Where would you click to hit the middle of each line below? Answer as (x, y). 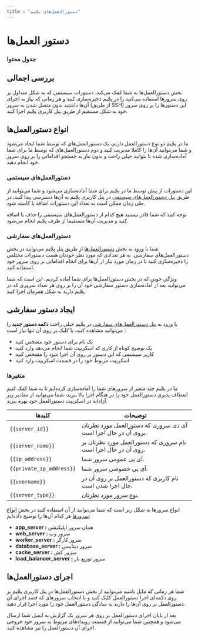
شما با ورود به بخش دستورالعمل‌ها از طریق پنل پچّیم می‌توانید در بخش (83, 248)
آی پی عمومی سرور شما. (113, 459)
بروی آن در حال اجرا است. (115, 433)
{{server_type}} (32, 495)
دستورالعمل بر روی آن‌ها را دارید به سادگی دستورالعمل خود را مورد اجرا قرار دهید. (96, 603)
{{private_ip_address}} (43, 469)
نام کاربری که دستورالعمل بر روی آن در (130, 478)
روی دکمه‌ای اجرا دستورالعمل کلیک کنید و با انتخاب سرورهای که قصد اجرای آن (92, 597)
